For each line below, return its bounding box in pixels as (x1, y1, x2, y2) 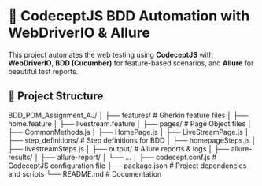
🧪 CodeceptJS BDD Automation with (8, 7, 250, 25)
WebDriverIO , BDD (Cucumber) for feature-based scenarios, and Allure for (8, 58, 254, 68)
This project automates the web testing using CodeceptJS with (8, 50, 214, 59)
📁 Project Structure (8, 90, 104, 103)
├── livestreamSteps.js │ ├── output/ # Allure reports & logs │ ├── (8, 143, 230, 153)
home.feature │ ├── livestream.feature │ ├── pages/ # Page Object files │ (8, 118, 253, 128)
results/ (8, 152, 33, 162)
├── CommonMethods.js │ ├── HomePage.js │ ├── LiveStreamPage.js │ (8, 127, 249, 136)
